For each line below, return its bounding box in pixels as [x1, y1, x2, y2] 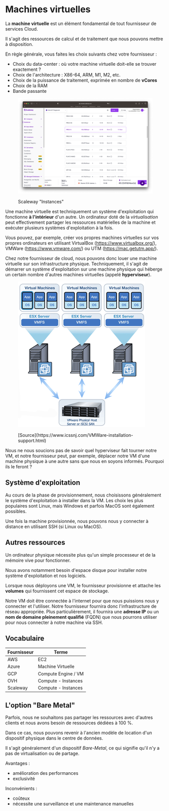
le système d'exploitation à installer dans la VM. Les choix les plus [5, 497, 144, 503]
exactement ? [12, 66, 42, 72]
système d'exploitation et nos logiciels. [5, 572, 87, 579]
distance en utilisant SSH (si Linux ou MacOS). [5, 524, 103, 530]
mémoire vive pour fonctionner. [5, 557, 71, 563]
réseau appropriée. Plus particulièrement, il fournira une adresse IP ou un [5, 608, 159, 615]
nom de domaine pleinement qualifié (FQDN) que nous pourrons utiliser [5, 614, 157, 620]
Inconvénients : [5, 786, 38, 792]
